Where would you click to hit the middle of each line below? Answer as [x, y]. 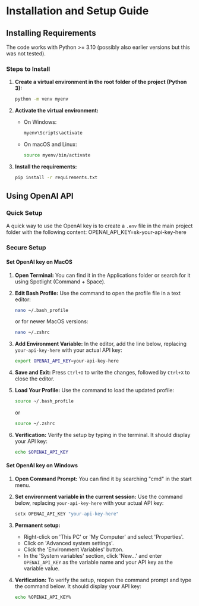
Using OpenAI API [40, 196]
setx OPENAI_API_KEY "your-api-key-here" [67, 514]
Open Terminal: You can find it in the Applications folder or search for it [102, 275]
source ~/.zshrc [35, 424]
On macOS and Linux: [50, 145]
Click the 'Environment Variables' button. [73, 549]
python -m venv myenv [41, 99]
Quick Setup [24, 213]
